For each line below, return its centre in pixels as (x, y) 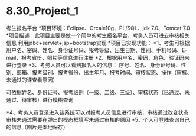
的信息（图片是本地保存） (37, 127)
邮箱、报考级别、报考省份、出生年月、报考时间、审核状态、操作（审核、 (104, 72)
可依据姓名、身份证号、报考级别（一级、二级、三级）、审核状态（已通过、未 (98, 92)
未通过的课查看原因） (32, 80)
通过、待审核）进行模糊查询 (40, 99)
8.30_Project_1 (42, 11)
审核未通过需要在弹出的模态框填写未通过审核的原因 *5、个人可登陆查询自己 (98, 119)
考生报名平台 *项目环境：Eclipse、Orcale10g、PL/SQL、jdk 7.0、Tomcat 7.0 (98, 28)
